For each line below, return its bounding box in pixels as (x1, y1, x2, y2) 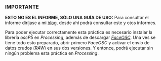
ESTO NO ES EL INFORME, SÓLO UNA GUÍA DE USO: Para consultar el (5, 15, 149, 21)
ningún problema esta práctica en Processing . (5, 50, 99, 56)
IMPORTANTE (5, 3, 39, 10)
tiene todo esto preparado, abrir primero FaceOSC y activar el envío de (5, 40, 150, 46)
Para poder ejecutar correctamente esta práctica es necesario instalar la (5, 30, 153, 35)
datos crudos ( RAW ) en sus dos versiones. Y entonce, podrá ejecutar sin (5, 45, 153, 51)
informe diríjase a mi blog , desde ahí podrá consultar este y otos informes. (5, 20, 157, 26)
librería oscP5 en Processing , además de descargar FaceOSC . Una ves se (5, 34, 156, 40)
